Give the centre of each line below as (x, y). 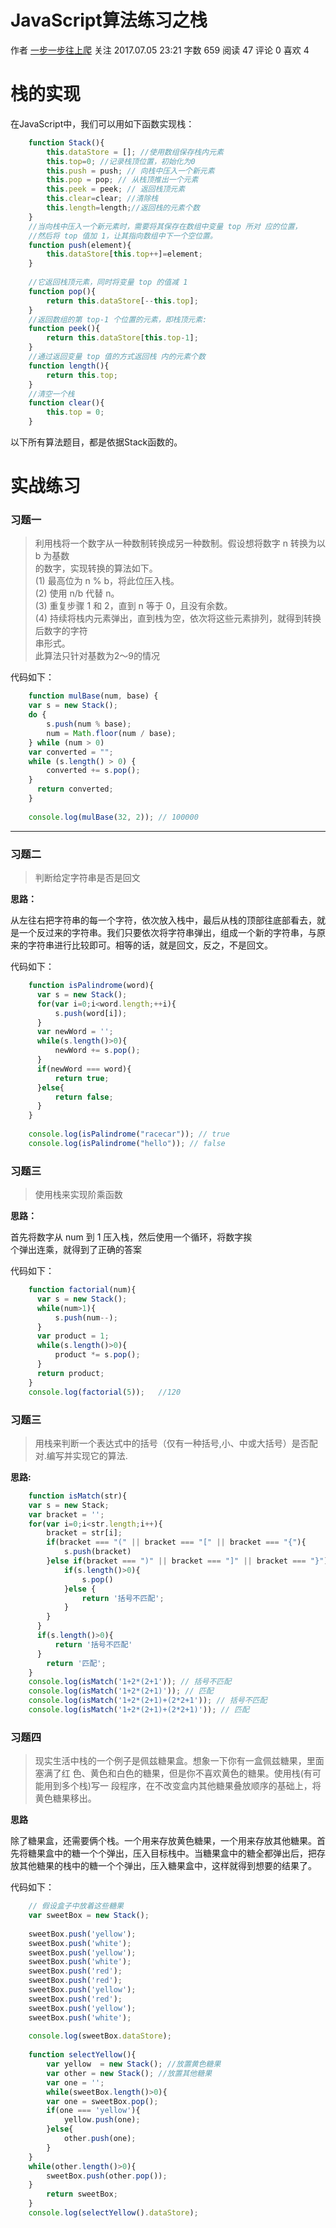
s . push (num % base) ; (89, 724)
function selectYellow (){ (82, 2055)
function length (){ (69, 366)
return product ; (70, 1373)
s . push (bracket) (97, 1552)
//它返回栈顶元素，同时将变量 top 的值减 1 (108, 282)
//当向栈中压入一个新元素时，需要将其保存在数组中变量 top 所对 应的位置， (165, 226)
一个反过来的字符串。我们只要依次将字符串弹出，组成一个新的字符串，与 (167, 933)
